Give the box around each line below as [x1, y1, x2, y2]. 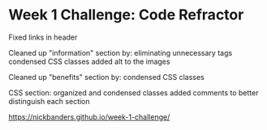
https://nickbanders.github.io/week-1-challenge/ [8, 111, 170, 122]
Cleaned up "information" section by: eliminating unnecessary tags [8, 48, 233, 57]
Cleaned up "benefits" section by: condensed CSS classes [8, 72, 205, 82]
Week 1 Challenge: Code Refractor [8, 6, 244, 24]
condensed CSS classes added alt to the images [8, 57, 170, 66]
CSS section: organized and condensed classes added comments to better [8, 87, 259, 98]
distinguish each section [8, 96, 91, 106]
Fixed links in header [8, 32, 78, 42]
